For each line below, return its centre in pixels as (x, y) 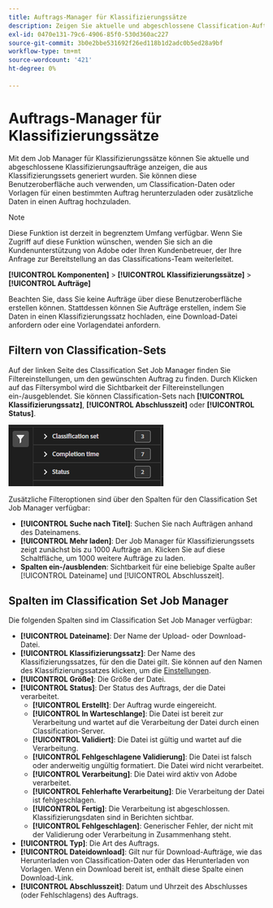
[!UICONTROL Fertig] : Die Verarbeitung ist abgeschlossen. (131, 809)
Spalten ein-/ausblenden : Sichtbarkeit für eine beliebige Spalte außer (138, 567)
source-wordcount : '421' (50, 60)
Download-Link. (47, 878)
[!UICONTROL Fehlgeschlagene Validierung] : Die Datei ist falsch (142, 757)
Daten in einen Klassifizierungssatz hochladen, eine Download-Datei (123, 316)
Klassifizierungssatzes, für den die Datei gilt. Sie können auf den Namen (141, 662)
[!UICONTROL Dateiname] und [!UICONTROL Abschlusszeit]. (122, 575)
